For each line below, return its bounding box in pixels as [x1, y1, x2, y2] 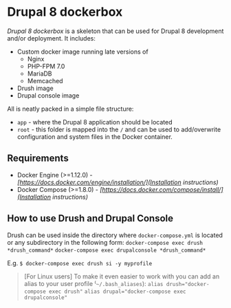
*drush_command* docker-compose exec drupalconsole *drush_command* [7, 247, 206, 254]
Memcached [27, 76, 63, 85]
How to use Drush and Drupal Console [7, 212, 174, 224]
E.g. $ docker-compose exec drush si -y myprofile [7, 258, 153, 267]
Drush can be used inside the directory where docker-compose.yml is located [7, 231, 223, 239]
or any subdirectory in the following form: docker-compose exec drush [7, 238, 203, 246]
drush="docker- [166, 280, 210, 287]
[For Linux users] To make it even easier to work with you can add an [23, 272, 220, 280]
